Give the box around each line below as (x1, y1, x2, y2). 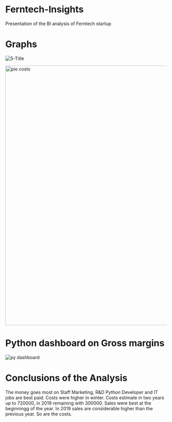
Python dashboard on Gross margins (5, 338, 165, 349)
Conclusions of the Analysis (5, 372, 128, 384)
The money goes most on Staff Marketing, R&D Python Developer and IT (5, 389, 158, 395)
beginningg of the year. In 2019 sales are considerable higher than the (5, 405, 153, 411)
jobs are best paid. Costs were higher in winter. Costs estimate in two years (5, 394, 165, 401)
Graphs (5, 38, 37, 50)
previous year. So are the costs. (5, 411, 72, 417)
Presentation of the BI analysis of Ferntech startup (5, 20, 112, 27)
